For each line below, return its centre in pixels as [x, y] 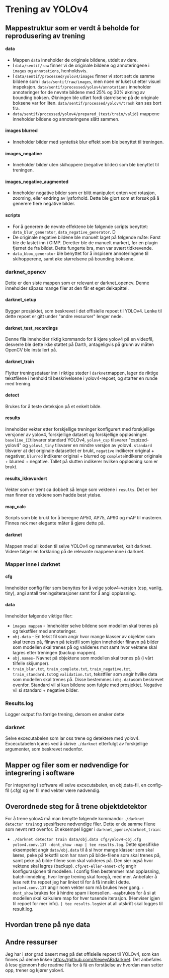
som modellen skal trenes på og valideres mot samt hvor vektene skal [85, 647]
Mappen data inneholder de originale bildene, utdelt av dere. [75, 60]
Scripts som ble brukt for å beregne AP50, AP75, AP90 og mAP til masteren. [84, 518]
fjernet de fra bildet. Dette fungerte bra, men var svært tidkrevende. [83, 248]
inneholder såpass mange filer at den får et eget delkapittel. [67, 288]
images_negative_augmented [37, 182]
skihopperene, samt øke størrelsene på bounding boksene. [73, 258]
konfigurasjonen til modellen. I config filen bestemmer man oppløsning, [86, 871]
